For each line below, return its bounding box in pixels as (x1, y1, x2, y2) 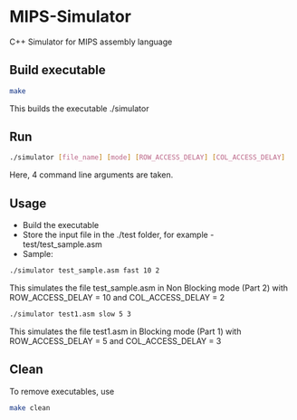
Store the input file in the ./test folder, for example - (22, 229, 215, 241)
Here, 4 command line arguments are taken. (9, 169, 174, 180)
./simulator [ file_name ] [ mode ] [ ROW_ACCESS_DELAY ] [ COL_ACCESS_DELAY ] (9, 153, 285, 162)
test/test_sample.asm (22, 239, 102, 250)
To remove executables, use (9, 386, 115, 396)
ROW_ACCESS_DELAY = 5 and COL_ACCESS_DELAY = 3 (9, 335, 222, 346)
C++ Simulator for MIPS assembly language (9, 36, 173, 47)
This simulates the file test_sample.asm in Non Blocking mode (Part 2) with (9, 282, 288, 293)
